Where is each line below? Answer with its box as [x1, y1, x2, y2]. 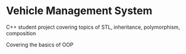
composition [6, 29, 36, 36]
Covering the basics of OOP [6, 41, 74, 48]
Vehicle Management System [6, 4, 153, 18]
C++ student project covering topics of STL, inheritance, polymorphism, [6, 23, 180, 31]
